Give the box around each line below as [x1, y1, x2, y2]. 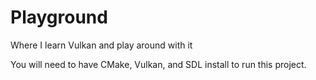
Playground [10, 6, 108, 29]
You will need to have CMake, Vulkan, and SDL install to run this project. [10, 58, 307, 70]
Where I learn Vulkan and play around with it [10, 39, 193, 51]
